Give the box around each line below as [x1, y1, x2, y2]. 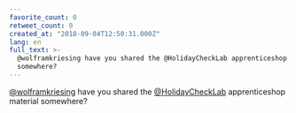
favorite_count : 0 [9, 12, 77, 22]
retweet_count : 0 [9, 21, 74, 30]
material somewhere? [9, 95, 88, 106]
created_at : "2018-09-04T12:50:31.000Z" [9, 29, 161, 38]
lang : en [9, 37, 42, 47]
